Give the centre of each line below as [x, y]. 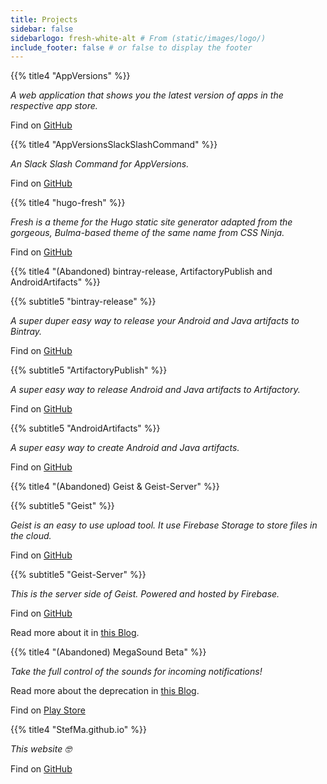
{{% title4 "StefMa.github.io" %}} [78, 730]
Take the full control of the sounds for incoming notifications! [136, 672]
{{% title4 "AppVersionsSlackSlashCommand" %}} [114, 145]
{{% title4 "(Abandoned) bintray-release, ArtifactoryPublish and [141, 272]
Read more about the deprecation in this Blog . [105, 691]
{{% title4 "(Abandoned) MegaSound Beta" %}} [108, 652]
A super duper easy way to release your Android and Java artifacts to [155, 321]
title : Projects [44, 19]
